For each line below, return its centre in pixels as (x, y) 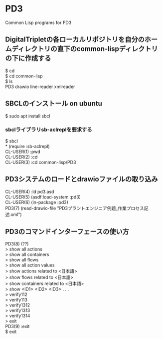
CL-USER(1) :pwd (23, 151)
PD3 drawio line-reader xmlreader (40, 86)
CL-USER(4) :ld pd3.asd (30, 191)
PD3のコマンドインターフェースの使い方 (67, 232)
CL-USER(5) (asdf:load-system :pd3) (43, 197)
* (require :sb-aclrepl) (27, 146)
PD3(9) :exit (17, 326)
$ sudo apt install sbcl (28, 116)
